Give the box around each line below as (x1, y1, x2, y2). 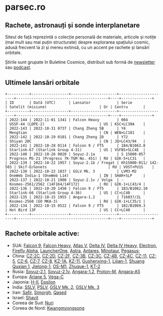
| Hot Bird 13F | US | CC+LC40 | (5, 208, 146, 212)
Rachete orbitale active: (5, 230, 80, 238)
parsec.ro (5, 1, 46, 13)
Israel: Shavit (12, 294, 39, 300)
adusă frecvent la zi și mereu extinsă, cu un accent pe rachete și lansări (5, 45, 150, 50)
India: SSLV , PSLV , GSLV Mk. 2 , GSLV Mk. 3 (12, 284, 99, 290)
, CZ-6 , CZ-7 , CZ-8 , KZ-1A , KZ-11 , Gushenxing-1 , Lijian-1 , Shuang (14, 258, 145, 264)
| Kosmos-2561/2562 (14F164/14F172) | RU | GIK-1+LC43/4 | (5, 182, 146, 186)
